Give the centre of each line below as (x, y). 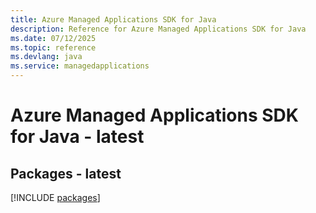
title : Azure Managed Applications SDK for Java (113, 19)
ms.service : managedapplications (80, 66)
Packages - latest (66, 173)
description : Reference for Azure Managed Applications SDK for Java (158, 29)
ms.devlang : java (46, 57)
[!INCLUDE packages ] (55, 197)
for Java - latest (77, 137)
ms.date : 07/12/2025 (53, 38)
